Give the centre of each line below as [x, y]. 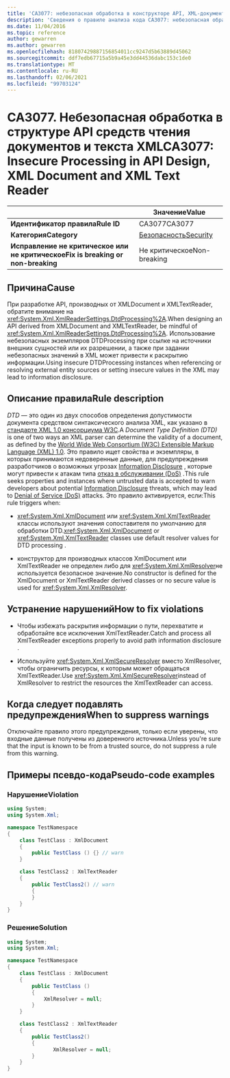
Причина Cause [41, 288]
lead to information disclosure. [50, 377]
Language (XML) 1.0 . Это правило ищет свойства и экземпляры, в [103, 452]
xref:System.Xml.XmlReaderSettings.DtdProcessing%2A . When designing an [115, 319]
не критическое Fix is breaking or [67, 255]
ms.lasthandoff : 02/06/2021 [47, 77]
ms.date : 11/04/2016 [37, 26]
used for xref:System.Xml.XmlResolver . [72, 587]
